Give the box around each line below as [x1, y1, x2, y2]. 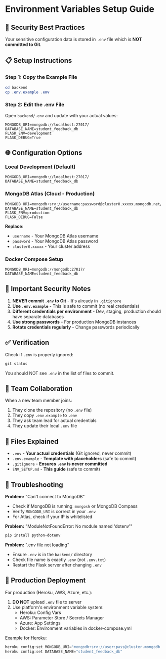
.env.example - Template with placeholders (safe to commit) [12, 456, 137, 462]
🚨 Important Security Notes [5, 284, 91, 293]
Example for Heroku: [5, 635, 47, 641]
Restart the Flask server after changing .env [12, 562, 102, 567]
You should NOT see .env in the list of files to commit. [5, 370, 115, 376]
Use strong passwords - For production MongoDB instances [12, 319, 137, 325]
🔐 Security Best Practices [5, 23, 85, 32]
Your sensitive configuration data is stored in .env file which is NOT [5, 36, 142, 42]
